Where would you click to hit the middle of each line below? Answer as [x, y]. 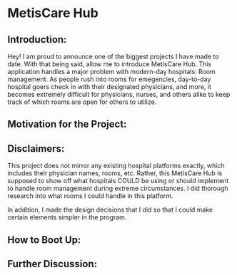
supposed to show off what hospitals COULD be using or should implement [118, 181]
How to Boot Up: [44, 240]
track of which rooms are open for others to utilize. [82, 102]
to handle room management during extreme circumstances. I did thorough [118, 188]
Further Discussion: [52, 264]
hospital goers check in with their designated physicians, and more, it [110, 87]
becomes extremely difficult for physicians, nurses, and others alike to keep [119, 94]
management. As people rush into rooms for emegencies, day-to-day [109, 79]
